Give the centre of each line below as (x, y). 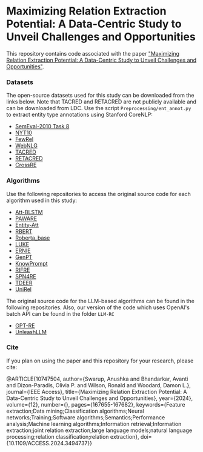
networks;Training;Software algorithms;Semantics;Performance (86, 417)
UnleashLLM (31, 332)
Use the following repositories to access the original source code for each (98, 194)
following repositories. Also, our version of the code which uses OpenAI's (98, 307)
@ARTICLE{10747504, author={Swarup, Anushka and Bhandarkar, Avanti (97, 379)
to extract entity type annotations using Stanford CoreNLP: (80, 115)
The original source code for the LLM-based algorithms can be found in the (101, 301)
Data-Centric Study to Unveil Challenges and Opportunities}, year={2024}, (99, 398)
